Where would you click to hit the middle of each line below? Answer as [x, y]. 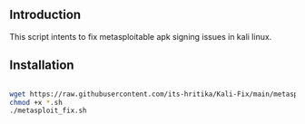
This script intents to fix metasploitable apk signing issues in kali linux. [141, 36]
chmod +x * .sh [36, 102]
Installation [42, 66]
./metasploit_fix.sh [49, 111]
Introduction [45, 15]
